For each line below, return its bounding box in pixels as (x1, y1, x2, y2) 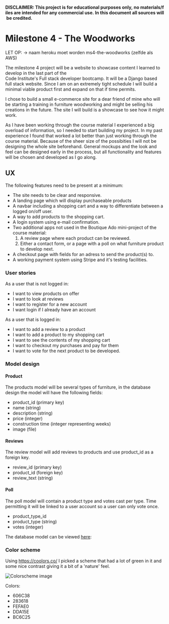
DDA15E (12, 608, 29, 614)
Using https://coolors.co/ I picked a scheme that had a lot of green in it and (5, 558, 162, 564)
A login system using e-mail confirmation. (12, 219, 100, 225)
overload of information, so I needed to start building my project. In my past (5, 127, 163, 133)
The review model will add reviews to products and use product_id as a (5, 449, 154, 455)
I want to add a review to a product (12, 326, 86, 332)
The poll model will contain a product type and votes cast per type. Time (5, 498, 157, 504)
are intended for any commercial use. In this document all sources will (14, 10, 164, 16)
